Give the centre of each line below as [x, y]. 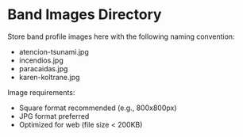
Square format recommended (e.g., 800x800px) [98, 108]
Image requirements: [41, 92]
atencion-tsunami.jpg [54, 51]
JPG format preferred [54, 116]
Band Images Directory [85, 15]
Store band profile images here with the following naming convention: [121, 36]
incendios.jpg [41, 60]
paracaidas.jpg [43, 68]
